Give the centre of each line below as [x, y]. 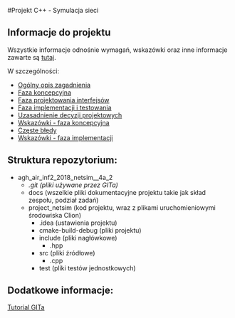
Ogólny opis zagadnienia [54, 85]
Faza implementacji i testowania [64, 107]
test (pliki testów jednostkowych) [88, 268]
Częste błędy [37, 130]
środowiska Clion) [55, 215]
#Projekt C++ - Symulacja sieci [53, 10]
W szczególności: [33, 71]
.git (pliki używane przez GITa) [73, 185]
